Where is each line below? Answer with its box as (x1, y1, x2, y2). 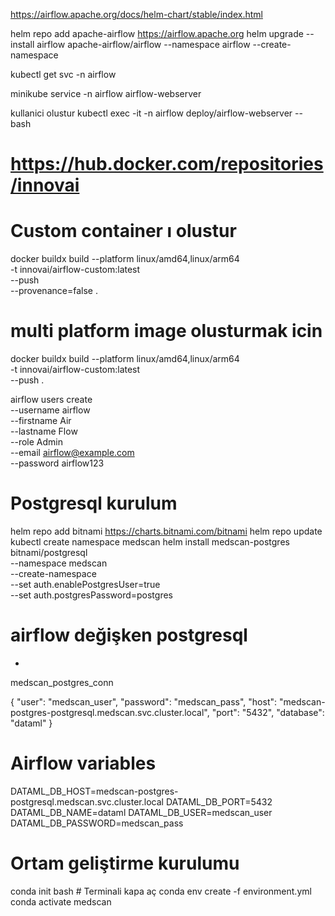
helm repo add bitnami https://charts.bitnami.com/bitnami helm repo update (10, 525, 323, 537)
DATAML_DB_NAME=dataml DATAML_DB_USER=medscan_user (10, 806, 273, 818)
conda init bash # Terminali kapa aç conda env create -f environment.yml (10, 885, 312, 897)
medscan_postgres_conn (10, 676, 114, 688)
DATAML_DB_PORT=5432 (165, 795, 273, 808)
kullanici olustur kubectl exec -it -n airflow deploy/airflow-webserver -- (10, 107, 303, 119)
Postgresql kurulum (10, 492, 178, 515)
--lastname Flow (10, 425, 78, 438)
